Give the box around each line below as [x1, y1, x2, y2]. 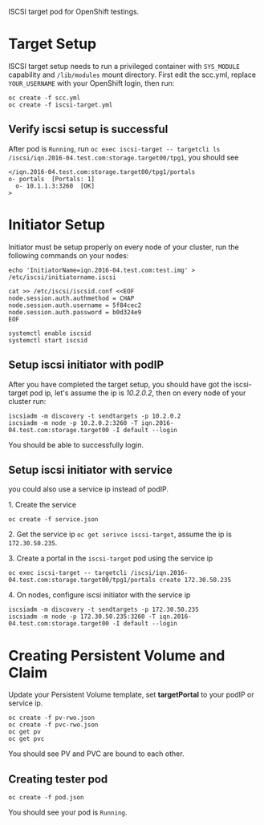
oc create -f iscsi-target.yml [8, 100, 113, 109]
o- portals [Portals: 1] [8, 175, 95, 183]
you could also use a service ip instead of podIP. [8, 484, 169, 494]
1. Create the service [8, 500, 77, 510]
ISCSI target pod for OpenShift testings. [8, 7, 140, 16]
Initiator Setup [8, 216, 106, 233]
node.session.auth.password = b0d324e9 [8, 308, 142, 316]
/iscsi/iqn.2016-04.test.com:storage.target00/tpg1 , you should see [8, 152, 239, 162]
